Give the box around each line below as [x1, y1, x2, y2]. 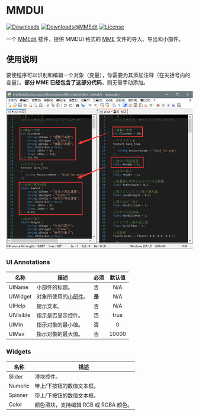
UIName [8, 283, 29, 291]
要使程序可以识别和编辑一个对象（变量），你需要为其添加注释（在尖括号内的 [6, 71, 191, 78]
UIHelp [8, 302, 25, 309]
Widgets [6, 347, 31, 355]
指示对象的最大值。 [36, 331, 84, 338]
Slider [8, 373, 23, 380]
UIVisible [8, 312, 31, 319]
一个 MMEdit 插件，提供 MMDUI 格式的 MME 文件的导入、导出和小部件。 [6, 35, 184, 42]
